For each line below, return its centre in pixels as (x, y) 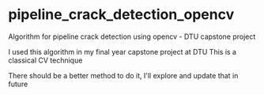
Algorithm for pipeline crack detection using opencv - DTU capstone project (132, 36)
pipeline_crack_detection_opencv (121, 15)
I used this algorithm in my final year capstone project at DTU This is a (123, 51)
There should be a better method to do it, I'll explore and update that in (123, 75)
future (18, 84)
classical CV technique (45, 60)
